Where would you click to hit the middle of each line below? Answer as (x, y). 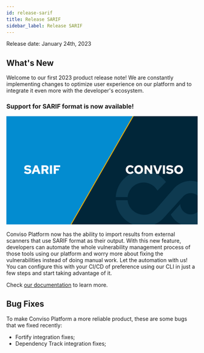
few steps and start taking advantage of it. (59, 273)
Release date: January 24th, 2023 (49, 44)
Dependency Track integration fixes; (60, 343)
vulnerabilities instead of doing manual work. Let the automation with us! (97, 260)
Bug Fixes (25, 304)
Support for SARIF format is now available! (70, 107)
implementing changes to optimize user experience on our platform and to (99, 84)
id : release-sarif (29, 13)
